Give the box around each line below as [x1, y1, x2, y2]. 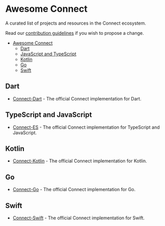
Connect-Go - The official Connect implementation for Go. [12, 187, 136, 193]
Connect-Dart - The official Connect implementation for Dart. [12, 95, 142, 101]
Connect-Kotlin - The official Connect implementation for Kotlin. [12, 158, 147, 164]
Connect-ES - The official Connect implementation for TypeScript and [12, 124, 160, 130]
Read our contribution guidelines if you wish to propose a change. [5, 30, 144, 36]
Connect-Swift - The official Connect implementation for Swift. [12, 215, 145, 221]
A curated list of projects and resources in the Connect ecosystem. [5, 20, 147, 26]
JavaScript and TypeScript [20, 51, 77, 57]
